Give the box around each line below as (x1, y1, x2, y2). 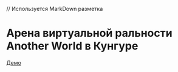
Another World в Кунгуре (6, 39, 139, 53)
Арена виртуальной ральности (6, 27, 173, 40)
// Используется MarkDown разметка (6, 5, 103, 12)
